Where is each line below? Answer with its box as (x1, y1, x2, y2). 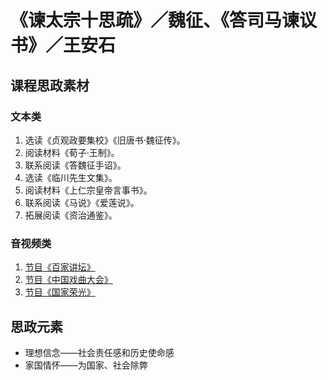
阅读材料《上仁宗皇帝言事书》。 (24, 184, 153, 196)
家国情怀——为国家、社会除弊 (24, 359, 148, 371)
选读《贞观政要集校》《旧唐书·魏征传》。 (24, 134, 186, 146)
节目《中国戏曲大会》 (24, 274, 113, 286)
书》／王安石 (10, 34, 117, 57)
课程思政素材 (10, 77, 90, 94)
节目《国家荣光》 (24, 286, 96, 298)
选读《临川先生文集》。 (24, 171, 118, 183)
